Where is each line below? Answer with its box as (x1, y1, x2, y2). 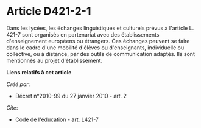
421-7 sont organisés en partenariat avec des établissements (6, 30, 160, 38)
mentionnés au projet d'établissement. (6, 57, 103, 64)
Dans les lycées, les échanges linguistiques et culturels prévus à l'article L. (6, 24, 194, 32)
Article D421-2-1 (6, 4, 91, 18)
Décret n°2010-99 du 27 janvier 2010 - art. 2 (15, 92, 127, 99)
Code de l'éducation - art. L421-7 (15, 116, 99, 123)
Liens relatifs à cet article (6, 68, 72, 76)
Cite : (6, 104, 18, 111)
